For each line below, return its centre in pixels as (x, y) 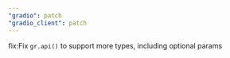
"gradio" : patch (35, 15)
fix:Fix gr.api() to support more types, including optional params (115, 45)
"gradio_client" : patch (48, 23)
